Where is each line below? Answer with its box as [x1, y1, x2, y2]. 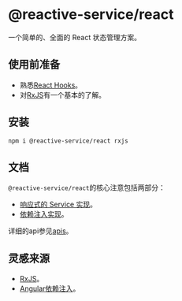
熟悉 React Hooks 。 [19, 80, 83, 90]
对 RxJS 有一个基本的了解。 [19, 90, 106, 99]
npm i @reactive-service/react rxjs [8, 136, 128, 145]
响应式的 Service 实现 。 [19, 199, 97, 210]
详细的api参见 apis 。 [8, 226, 73, 236]
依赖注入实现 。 [19, 210, 69, 219]
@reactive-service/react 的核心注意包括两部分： [8, 183, 165, 192]
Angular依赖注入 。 [19, 284, 80, 293]
